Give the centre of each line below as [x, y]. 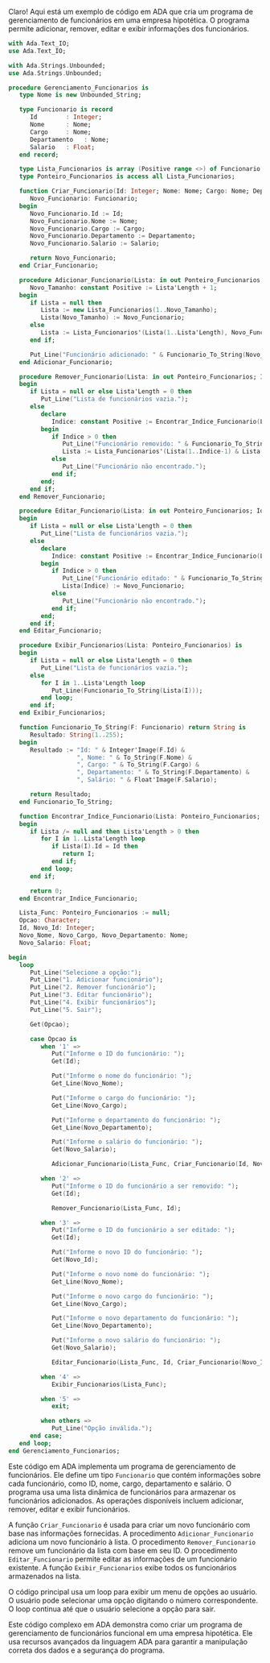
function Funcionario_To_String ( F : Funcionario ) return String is [133, 728]
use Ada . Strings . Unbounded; [55, 73]
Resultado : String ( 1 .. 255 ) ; [77, 735]
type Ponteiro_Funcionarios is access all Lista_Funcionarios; [127, 176]
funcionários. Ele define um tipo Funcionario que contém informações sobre [135, 1474]
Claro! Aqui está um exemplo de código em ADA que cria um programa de [131, 12]
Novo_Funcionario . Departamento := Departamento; [112, 236]
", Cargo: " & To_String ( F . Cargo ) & [138, 765]
